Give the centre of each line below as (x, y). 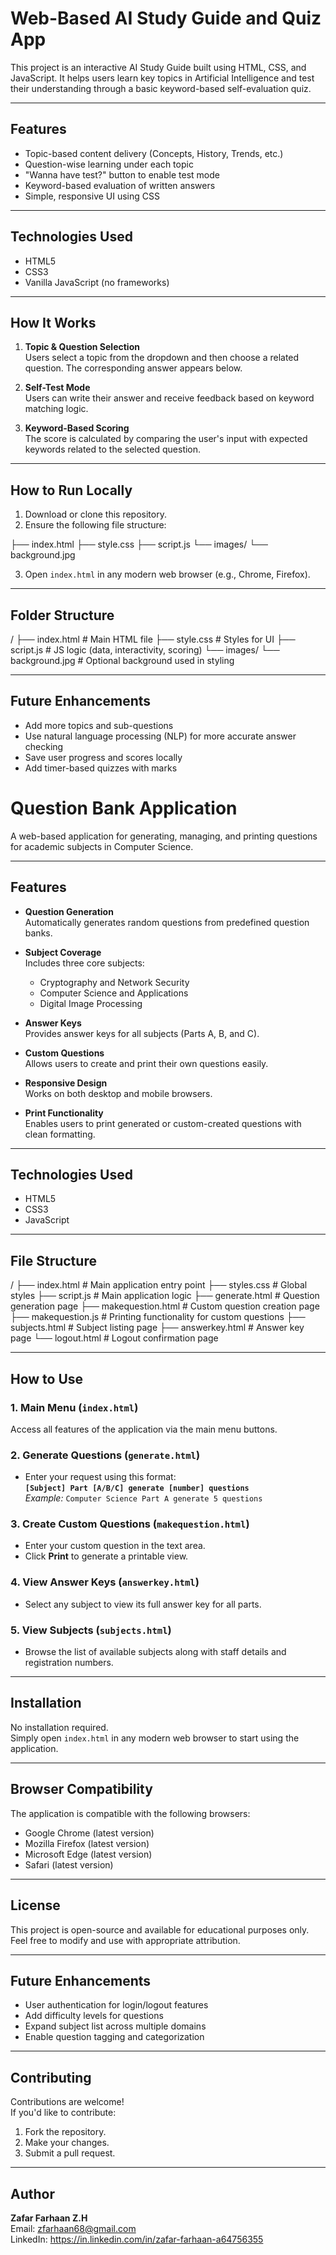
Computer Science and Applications (114, 993)
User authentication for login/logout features (116, 2005)
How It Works (53, 322)
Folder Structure (62, 615)
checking (44, 746)
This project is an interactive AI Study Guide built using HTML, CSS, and (158, 67)
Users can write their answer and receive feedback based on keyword (169, 398)
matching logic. (56, 409)
